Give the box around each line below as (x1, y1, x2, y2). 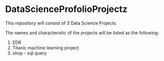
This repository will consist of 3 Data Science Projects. (5, 20, 118, 26)
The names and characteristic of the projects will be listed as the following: (5, 29, 160, 35)
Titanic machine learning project (12, 44, 79, 50)
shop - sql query (12, 50, 47, 56)
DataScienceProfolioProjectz (5, 3, 128, 15)
